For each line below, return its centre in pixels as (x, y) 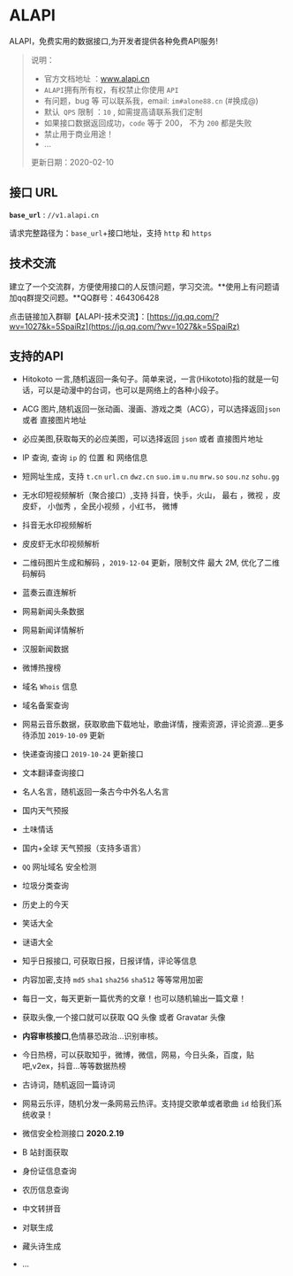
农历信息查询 (45, 1190)
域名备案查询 (45, 705)
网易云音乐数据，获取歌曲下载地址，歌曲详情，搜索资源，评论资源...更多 (153, 724)
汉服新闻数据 (45, 649)
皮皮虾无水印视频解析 (60, 544)
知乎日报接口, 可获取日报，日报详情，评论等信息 (109, 961)
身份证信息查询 (49, 1171)
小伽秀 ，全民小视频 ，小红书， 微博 (113, 506)
